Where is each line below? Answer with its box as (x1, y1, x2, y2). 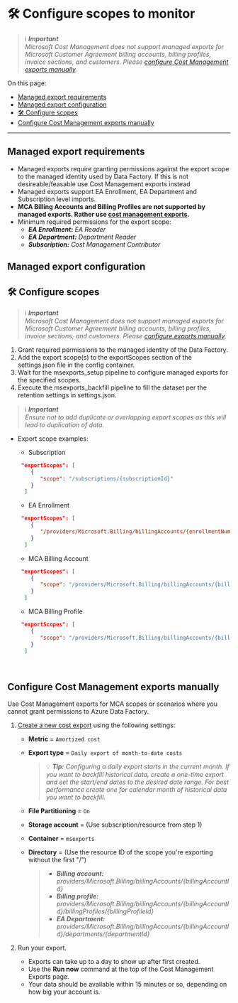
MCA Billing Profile (28, 607, 83, 616)
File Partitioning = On (28, 807, 91, 815)
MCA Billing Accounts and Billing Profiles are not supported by (17, 202, 205, 210)
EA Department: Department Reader (28, 232, 137, 241)
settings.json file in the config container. (17, 360, 135, 369)
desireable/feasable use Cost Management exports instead (17, 179, 191, 188)
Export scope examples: (17, 434, 89, 443)
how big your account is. (28, 987, 101, 996)
